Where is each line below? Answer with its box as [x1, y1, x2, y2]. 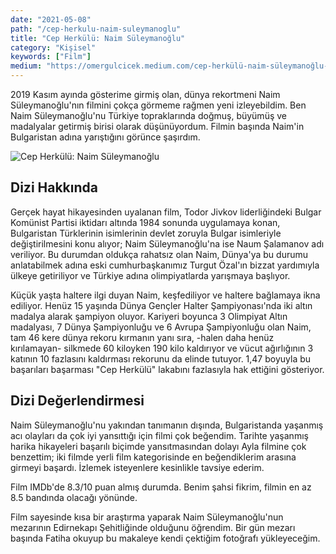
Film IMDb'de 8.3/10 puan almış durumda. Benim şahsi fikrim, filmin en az [10, 481, 312, 493]
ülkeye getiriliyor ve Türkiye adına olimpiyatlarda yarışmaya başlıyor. [10, 269, 291, 281]
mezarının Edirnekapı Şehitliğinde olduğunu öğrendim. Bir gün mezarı [10, 521, 296, 533]
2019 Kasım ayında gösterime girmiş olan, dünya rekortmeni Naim [10, 89, 281, 100]
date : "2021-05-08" [10, 14, 92, 25]
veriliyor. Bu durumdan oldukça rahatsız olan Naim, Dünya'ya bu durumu [10, 248, 308, 260]
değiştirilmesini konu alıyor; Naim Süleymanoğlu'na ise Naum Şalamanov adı [10, 237, 325, 250]
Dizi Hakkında [10, 179, 98, 196]
